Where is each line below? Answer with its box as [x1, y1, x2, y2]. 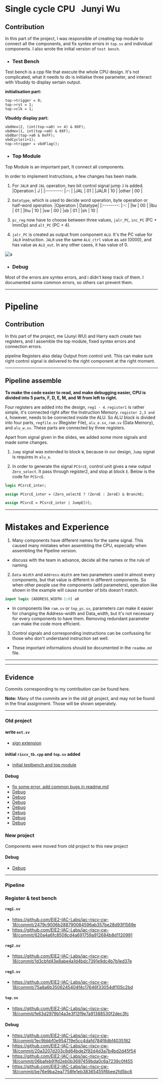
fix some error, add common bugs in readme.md [12, 784, 109, 790]
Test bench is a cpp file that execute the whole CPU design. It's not [5, 69, 140, 75]
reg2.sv [5, 943, 21, 948]
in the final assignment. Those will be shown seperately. [5, 700, 117, 706]
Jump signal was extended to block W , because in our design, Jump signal [12, 449, 155, 454]
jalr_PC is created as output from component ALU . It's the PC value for [12, 232, 153, 237]
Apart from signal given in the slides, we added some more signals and [5, 434, 147, 440]
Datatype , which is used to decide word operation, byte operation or [12, 197, 148, 203]
